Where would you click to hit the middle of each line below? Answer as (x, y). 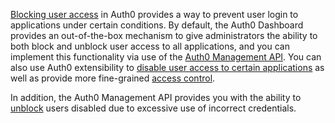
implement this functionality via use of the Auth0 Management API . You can (166, 57)
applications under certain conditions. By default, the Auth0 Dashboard (157, 25)
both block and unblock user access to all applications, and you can (150, 46)
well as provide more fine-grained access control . (113, 78)
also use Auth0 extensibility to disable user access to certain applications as (167, 67)
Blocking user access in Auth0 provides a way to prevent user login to (154, 14)
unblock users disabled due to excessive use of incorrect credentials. (153, 108)
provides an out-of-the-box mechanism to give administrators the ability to (164, 35)
